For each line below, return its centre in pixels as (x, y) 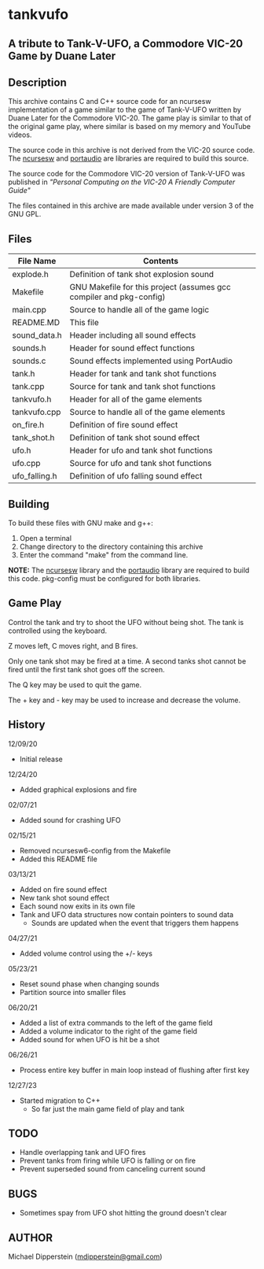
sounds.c (29, 361)
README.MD (36, 323)
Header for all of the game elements (136, 399)
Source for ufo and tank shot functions (141, 464)
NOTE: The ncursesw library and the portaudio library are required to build (129, 570)
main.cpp (29, 310)
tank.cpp (28, 387)
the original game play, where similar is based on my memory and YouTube (130, 127)
